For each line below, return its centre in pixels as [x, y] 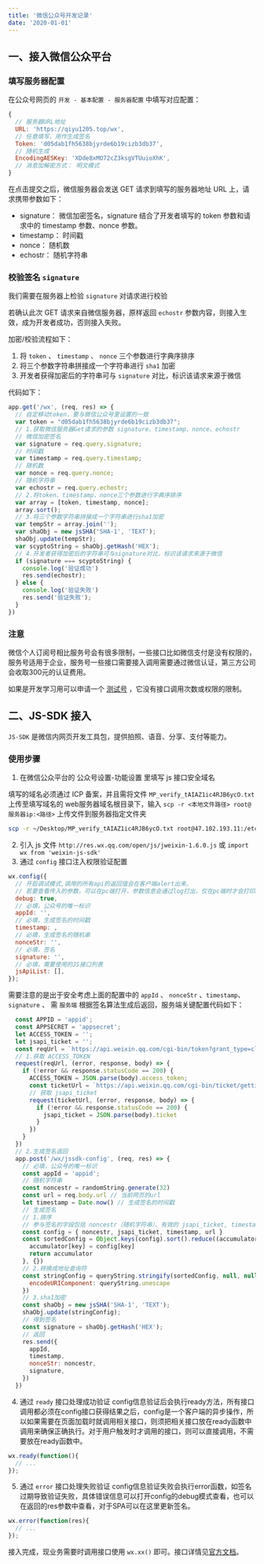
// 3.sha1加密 [44, 1298]
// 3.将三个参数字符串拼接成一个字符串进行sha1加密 [90, 517]
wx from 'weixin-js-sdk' [60, 853]
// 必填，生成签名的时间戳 [53, 921]
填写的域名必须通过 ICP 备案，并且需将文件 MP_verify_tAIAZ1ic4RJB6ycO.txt [132, 794]
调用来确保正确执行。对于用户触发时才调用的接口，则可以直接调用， [130, 1431]
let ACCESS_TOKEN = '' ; [54, 1034]
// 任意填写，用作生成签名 [53, 136]
